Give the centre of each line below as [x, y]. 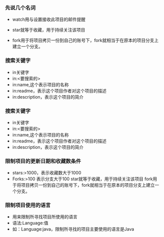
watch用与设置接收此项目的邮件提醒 [49, 19]
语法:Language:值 [30, 223]
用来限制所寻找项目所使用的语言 [45, 217]
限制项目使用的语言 [28, 205]
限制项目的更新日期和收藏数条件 [43, 161]
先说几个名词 [20, 7]
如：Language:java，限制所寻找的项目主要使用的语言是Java [73, 229]
